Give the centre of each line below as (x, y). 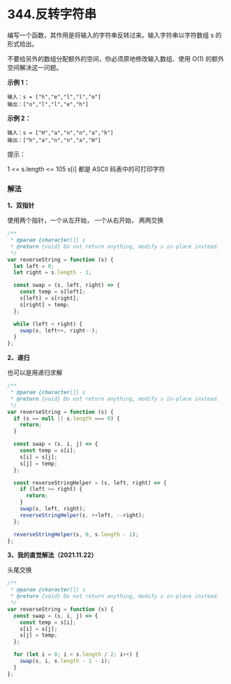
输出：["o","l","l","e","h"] (48, 104)
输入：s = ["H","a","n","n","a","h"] (60, 133)
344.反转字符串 (52, 14)
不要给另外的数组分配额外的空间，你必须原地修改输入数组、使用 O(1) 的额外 (116, 58)
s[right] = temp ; (45, 305)
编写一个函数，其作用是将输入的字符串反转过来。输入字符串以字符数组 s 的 (114, 35)
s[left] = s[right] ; (50, 298)
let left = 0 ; (34, 266)
